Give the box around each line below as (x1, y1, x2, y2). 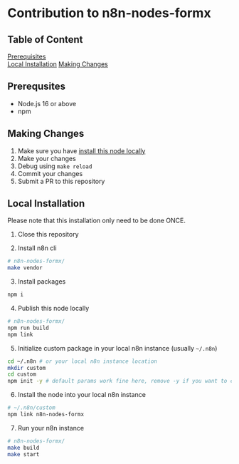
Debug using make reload (17, 162, 92, 170)
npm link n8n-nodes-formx (7, 411, 84, 418)
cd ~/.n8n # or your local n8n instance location (7, 358, 158, 365)
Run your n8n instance (17, 423, 84, 432)
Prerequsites (7, 81, 66, 93)
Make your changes (17, 154, 76, 163)
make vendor (7, 264, 43, 272)
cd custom (7, 371, 37, 378)
